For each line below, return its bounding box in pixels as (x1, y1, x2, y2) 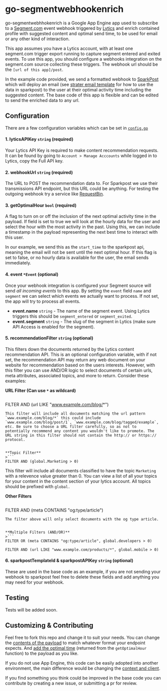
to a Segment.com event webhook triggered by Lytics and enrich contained (5, 25, 160, 31)
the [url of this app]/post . (5, 66, 64, 73)
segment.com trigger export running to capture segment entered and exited (5, 51, 161, 57)
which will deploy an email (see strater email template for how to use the (5, 81, 154, 87)
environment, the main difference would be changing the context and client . (5, 665, 161, 671)
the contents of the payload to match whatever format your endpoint (5, 640, 146, 646)
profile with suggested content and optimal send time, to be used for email (5, 30, 158, 36)
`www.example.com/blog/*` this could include (5, 415, 101, 421)
